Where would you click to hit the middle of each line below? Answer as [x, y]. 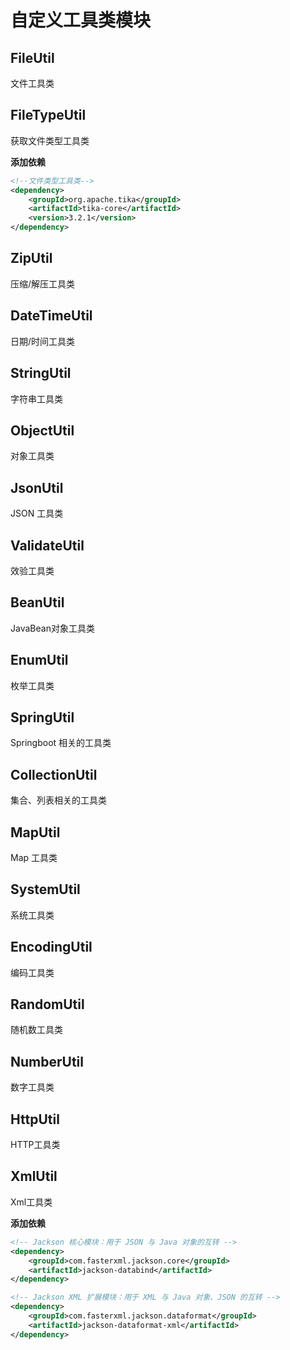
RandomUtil [47, 1004]
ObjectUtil [42, 430]
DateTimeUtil [51, 316]
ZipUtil [31, 258]
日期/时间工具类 [43, 341]
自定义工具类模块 [81, 20]
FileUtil [32, 57]
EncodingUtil [51, 947]
